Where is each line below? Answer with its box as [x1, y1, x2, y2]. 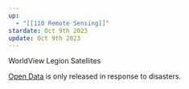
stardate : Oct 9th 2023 [8, 26, 88, 34]
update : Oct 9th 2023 [8, 34, 81, 42]
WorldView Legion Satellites [8, 56, 101, 66]
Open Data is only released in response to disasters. [8, 71, 182, 81]
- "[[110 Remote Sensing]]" [15, 19, 110, 27]
